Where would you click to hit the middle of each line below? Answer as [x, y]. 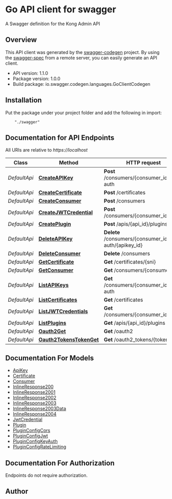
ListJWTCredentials [63, 311]
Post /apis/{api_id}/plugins [136, 224]
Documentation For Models [50, 358]
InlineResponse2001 [34, 392]
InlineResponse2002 [34, 398]
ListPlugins [52, 323]
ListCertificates [58, 300]
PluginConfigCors [31, 431]
